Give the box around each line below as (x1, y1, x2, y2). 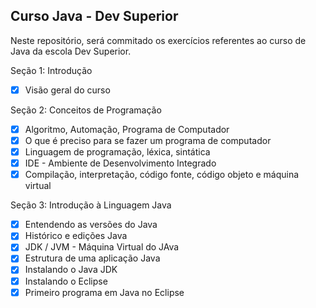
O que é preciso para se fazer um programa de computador (24, 134, 272, 146)
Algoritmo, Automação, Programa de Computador (24, 123, 230, 135)
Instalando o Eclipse (24, 275, 108, 287)
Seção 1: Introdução (10, 64, 93, 76)
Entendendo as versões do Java (24, 219, 158, 231)
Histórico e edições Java (24, 230, 128, 242)
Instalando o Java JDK (24, 264, 118, 276)
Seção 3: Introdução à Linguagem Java (10, 199, 172, 211)
